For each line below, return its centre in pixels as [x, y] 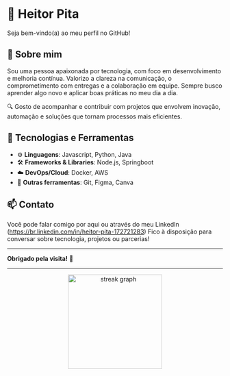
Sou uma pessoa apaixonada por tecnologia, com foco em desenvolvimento [114, 71]
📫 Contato [31, 204]
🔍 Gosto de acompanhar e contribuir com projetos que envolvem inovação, [114, 106]
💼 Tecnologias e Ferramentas [71, 138]
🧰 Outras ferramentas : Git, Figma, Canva [75, 182]
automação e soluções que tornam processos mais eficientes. [95, 116]
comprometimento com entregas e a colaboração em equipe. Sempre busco [115, 86]
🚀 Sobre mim [35, 54]
